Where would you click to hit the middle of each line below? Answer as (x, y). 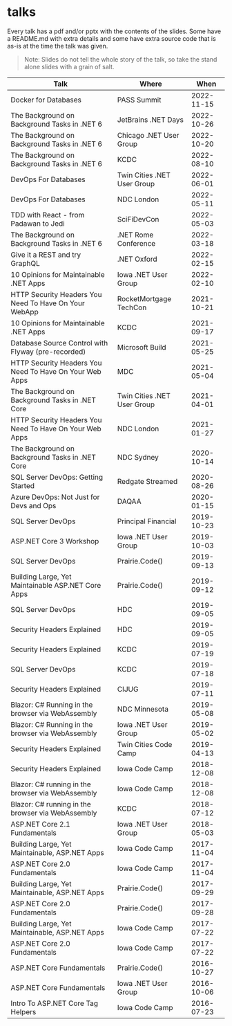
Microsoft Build (142, 347)
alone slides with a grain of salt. (69, 66)
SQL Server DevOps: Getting (57, 477)
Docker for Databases (46, 100)
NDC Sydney (138, 457)
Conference (136, 243)
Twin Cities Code (145, 744)
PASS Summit (139, 100)
